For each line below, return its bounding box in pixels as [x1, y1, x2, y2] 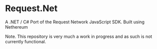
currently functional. [5, 38, 46, 44]
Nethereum [5, 24, 28, 30]
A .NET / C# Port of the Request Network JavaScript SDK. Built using [5, 19, 145, 25]
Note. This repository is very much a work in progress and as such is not [5, 33, 153, 39]
